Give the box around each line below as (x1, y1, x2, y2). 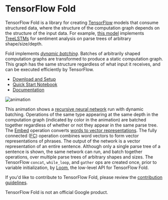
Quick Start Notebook (12, 81, 58, 87)
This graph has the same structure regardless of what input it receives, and (5, 61, 160, 67)
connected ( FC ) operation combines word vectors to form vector (5, 132, 139, 138)
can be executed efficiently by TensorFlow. (5, 66, 94, 72)
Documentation (12, 86, 45, 92)
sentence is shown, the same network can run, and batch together (5, 148, 143, 154)
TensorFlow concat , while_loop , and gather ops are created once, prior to (5, 159, 157, 165)
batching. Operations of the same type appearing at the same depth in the (5, 111, 158, 117)
